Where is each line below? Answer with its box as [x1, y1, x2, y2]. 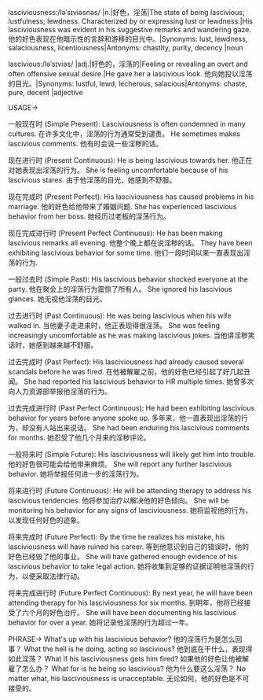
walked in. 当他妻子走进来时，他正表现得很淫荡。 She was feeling [8, 321, 221, 330]
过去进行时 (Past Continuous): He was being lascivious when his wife [8, 311, 232, 320]
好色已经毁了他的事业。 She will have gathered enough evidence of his [8, 552, 238, 561]
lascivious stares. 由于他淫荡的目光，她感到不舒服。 [8, 175, 177, 184]
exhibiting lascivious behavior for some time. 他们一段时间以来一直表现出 [8, 248, 244, 257]
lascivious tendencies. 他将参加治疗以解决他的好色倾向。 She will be [8, 496, 229, 505]
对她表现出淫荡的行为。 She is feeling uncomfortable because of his [8, 165, 229, 175]
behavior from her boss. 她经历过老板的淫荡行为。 [8, 212, 170, 221]
